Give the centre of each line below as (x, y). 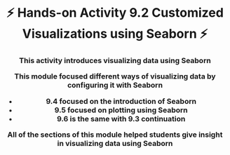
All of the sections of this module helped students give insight (115, 135)
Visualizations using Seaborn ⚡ (115, 34)
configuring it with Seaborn (115, 86)
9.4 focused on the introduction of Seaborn (121, 101)
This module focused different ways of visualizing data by (115, 76)
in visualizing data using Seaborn (115, 144)
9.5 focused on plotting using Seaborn (121, 110)
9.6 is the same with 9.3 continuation (121, 119)
